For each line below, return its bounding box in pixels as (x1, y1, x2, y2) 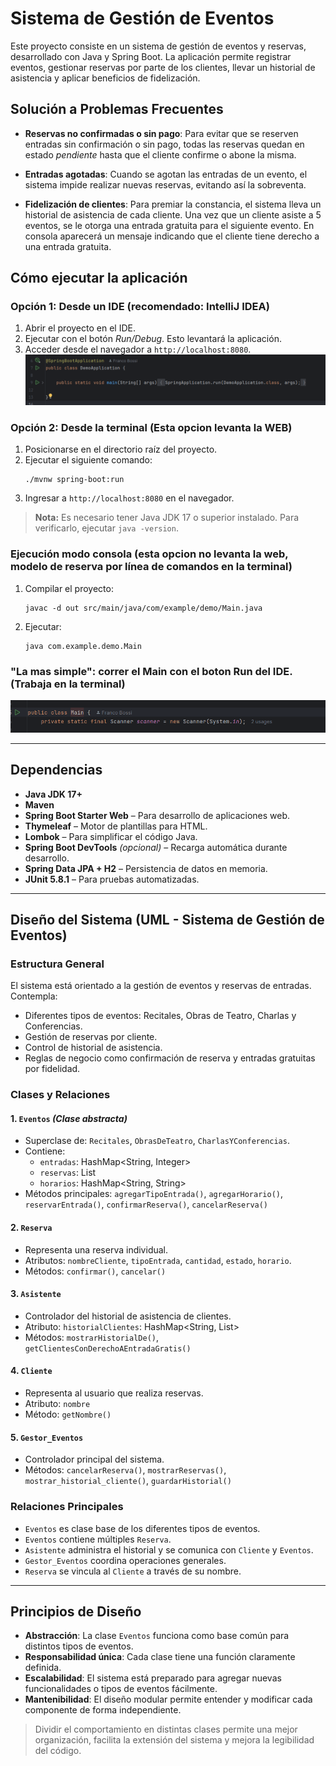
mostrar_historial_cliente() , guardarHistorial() (24, 1475, 232, 1487)
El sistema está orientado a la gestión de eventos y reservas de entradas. (10, 980, 312, 992)
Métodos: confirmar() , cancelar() (24, 1265, 167, 1277)
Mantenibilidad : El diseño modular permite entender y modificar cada (24, 1693, 313, 1706)
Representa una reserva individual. (24, 1243, 169, 1256)
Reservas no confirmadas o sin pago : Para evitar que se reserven (24, 127, 299, 139)
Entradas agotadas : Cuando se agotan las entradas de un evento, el (24, 168, 308, 180)
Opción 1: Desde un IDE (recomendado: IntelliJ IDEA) (10, 300, 270, 314)
